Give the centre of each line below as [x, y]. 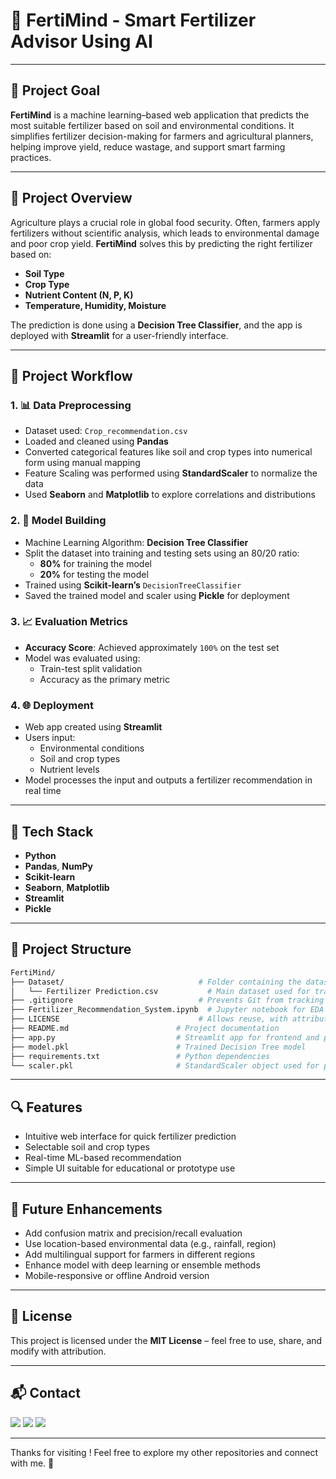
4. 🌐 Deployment [52, 705]
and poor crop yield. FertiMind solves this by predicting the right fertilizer [161, 243]
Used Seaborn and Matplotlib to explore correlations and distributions [170, 495]
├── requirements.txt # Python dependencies [140, 1056]
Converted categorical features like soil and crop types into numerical [168, 452]
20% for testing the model [94, 574]
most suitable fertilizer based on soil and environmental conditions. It [152, 125]
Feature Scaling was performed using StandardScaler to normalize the [171, 473]
